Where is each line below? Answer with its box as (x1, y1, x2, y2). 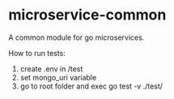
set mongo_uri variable (19, 72, 97, 82)
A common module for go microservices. (8, 32, 145, 42)
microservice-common (8, 6, 167, 24)
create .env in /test (19, 63, 83, 74)
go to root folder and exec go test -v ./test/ (19, 81, 163, 91)
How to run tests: (8, 48, 66, 58)
